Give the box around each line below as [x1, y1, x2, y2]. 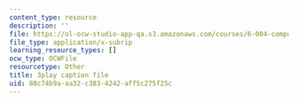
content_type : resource [9, 12, 98, 22]
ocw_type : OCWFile [9, 54, 77, 63]
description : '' [9, 21, 69, 30]
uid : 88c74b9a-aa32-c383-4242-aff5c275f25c [9, 79, 173, 88]
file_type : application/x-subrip [9, 37, 133, 47]
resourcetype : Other [9, 63, 86, 72]
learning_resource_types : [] [9, 46, 117, 55]
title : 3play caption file [9, 71, 109, 80]
